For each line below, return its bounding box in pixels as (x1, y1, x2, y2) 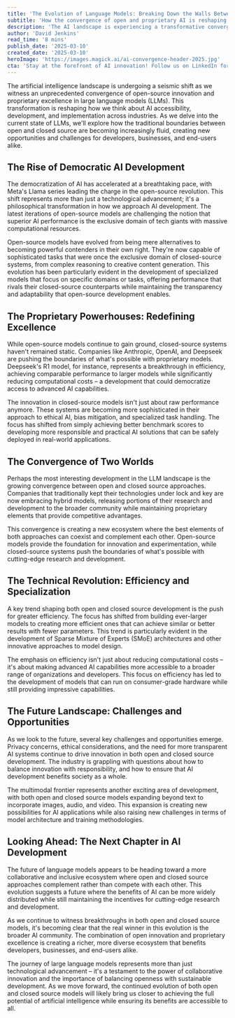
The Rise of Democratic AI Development (7, 162, 185, 174)
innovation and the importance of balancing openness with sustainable (7, 974, 212, 982)
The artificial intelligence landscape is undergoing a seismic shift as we (7, 81, 213, 90)
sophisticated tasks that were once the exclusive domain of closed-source (7, 253, 222, 261)
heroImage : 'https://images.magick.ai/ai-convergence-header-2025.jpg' (7, 56, 220, 63)
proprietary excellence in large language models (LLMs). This (7, 96, 184, 105)
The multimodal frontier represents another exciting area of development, (7, 786, 219, 794)
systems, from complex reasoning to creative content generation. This (7, 260, 210, 269)
